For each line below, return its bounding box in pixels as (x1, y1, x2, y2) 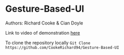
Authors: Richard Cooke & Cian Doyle (5, 20, 83, 26)
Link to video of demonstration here (5, 30, 80, 36)
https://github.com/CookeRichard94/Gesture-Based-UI (5, 45, 119, 50)
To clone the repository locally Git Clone (5, 39, 90, 46)
